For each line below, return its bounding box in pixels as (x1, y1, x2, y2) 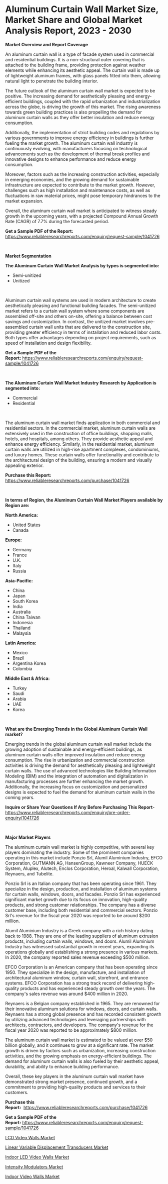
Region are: (5, 502, 30, 508)
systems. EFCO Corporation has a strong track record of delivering (5, 980, 143, 986)
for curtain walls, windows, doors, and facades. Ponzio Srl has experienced (5, 891, 161, 897)
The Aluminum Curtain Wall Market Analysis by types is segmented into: (5, 262, 159, 268)
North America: (5, 512, 38, 518)
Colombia (12, 665, 32, 671)
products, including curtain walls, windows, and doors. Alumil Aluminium (5, 938, 154, 944)
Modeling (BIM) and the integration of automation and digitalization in (5, 773, 148, 779)
